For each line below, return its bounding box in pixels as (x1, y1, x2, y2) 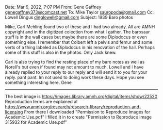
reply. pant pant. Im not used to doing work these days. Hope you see (5, 75, 145, 80)
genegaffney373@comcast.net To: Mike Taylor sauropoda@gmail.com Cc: (5, 9, 154, 15)
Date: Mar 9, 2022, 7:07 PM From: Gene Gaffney (5, 4, 102, 10)
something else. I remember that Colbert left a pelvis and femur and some (5, 39, 153, 45)
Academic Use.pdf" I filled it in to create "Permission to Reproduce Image (5, 114, 152, 120)
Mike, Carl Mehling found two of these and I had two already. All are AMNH (5, 24, 155, 30)
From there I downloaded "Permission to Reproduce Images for (24, 109, 150, 114)
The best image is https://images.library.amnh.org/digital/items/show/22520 (5, 94, 158, 99)
